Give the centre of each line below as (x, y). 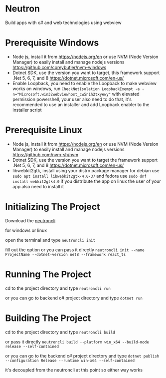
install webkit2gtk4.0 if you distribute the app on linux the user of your (86, 181)
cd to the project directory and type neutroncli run (58, 288)
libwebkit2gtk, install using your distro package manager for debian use (86, 170)
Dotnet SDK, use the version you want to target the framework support (85, 160)
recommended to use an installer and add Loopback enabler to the (81, 104)
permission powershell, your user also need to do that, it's (72, 99)
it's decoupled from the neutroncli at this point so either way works (74, 370)
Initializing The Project (53, 207)
